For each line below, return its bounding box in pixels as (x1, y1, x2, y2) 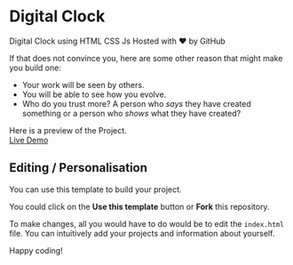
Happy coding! (9, 245, 64, 255)
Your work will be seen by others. (21, 79, 145, 90)
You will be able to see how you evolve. (21, 89, 167, 100)
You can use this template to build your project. (9, 184, 182, 195)
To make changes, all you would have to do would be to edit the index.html (9, 218, 284, 229)
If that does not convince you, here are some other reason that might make (9, 52, 283, 63)
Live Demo (9, 134, 49, 145)
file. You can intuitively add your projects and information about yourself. (9, 228, 275, 238)
